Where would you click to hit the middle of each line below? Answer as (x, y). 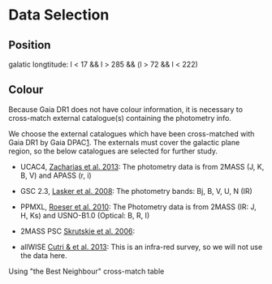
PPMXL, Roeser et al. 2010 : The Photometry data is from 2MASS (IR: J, (138, 207)
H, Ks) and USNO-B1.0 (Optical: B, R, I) (85, 215)
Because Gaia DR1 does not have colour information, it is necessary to (126, 109)
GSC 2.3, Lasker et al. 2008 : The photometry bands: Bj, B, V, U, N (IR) (136, 191)
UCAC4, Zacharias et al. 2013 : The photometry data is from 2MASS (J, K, (142, 166)
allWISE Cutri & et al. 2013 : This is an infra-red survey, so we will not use (141, 247)
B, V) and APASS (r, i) (56, 175)
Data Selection (59, 15)
